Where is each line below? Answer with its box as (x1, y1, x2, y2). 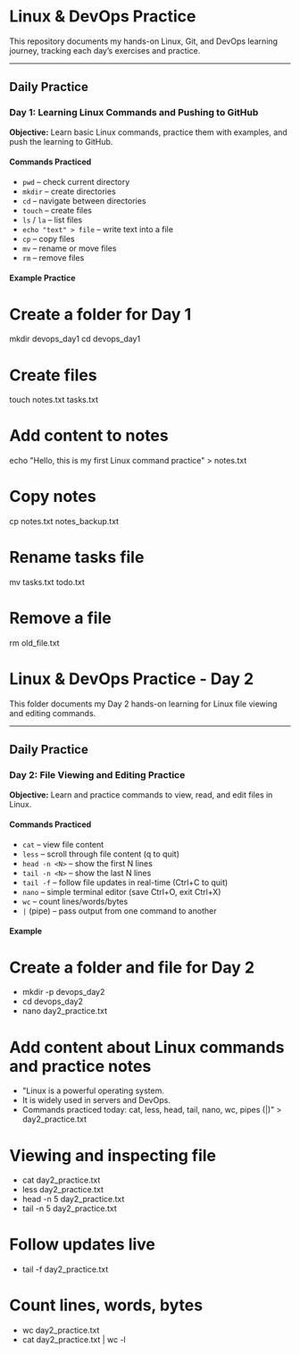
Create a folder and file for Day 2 (9, 957, 255, 977)
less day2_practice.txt (21, 1184, 104, 1195)
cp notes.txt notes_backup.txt (9, 516, 119, 527)
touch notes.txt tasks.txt (9, 395, 99, 405)
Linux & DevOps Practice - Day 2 (9, 669, 254, 690)
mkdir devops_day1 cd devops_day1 (9, 333, 141, 345)
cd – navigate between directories (21, 195, 146, 206)
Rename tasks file (9, 547, 145, 568)
